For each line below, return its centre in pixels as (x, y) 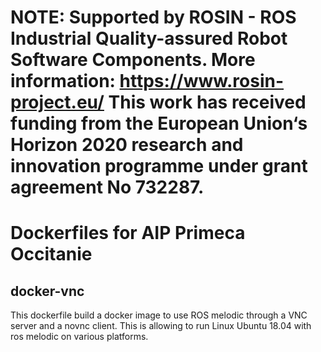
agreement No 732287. (107, 187)
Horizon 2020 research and (127, 145)
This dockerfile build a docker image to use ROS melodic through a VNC (159, 315)
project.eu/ (57, 102)
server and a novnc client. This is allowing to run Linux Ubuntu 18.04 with (161, 326)
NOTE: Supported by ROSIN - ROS (153, 17)
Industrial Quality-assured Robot (149, 38)
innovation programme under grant (159, 166)
